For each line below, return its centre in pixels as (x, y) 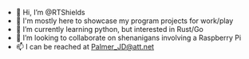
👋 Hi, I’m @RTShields (50, 12)
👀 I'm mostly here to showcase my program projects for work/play (125, 21)
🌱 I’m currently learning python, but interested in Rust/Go (109, 29)
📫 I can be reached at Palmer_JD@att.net (85, 47)
